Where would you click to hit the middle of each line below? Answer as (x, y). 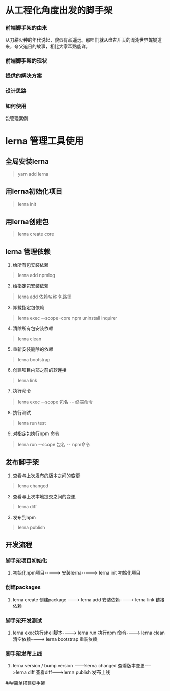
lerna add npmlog (36, 275)
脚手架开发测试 (24, 620)
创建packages (23, 587)
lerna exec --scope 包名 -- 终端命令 (55, 402)
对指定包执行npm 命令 (36, 433)
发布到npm (24, 517)
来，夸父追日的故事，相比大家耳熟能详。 (48, 46)
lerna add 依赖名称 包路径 (45, 297)
